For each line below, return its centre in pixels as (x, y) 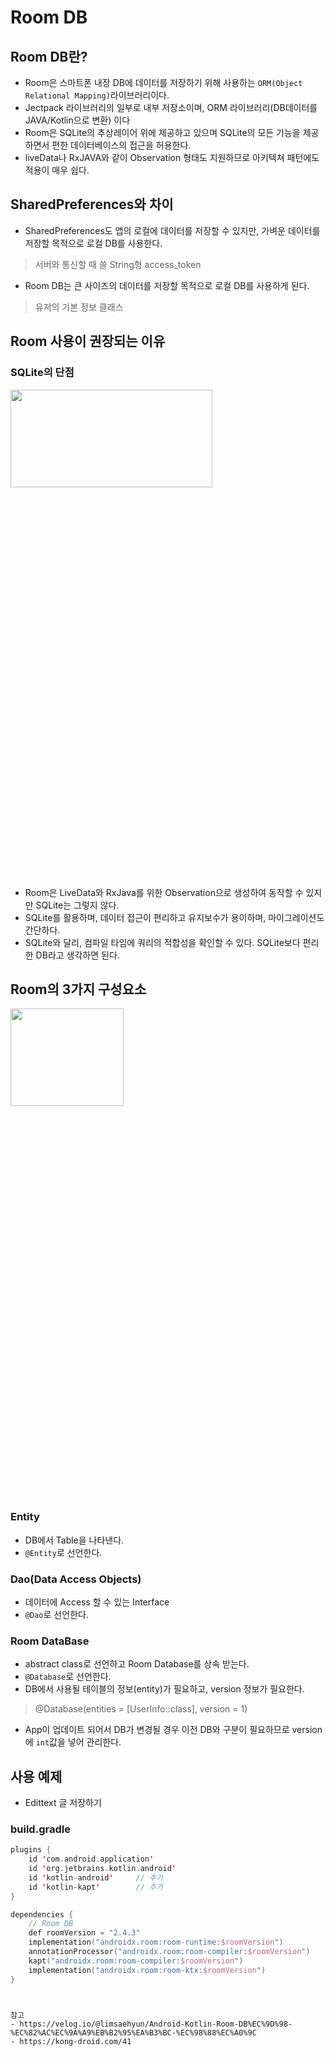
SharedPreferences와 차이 (92, 204)
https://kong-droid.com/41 (75, 2041)
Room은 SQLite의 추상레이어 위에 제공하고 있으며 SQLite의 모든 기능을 (162, 132)
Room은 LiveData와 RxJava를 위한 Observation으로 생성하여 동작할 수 (164, 892)
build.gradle (40, 1829)
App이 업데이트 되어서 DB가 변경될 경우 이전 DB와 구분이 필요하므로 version (173, 1730)
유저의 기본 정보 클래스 (79, 307)
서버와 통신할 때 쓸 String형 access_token (118, 264)
